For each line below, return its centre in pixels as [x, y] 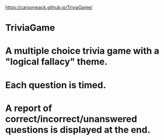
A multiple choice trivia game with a [82, 51]
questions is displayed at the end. [78, 130]
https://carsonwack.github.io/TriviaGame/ [49, 7]
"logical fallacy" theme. [56, 62]
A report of [29, 108]
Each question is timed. [56, 85]
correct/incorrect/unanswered [71, 119]
